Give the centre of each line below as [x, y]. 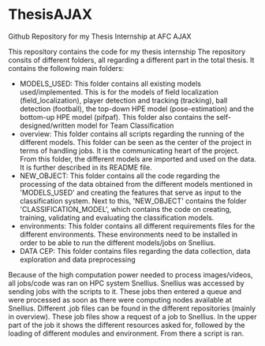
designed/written [47, 125]
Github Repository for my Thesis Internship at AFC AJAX [100, 36]
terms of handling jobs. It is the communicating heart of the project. [129, 151]
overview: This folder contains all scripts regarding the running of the [132, 134]
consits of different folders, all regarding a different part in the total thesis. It [131, 60]
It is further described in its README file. [86, 167]
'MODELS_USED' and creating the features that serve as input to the [131, 192]
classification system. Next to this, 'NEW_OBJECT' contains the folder [133, 201]
